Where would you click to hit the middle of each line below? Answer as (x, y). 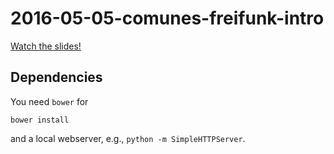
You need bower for (49, 101)
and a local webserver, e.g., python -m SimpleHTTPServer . (128, 138)
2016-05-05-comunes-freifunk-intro (167, 18)
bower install (40, 120)
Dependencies (56, 77)
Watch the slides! (46, 46)
